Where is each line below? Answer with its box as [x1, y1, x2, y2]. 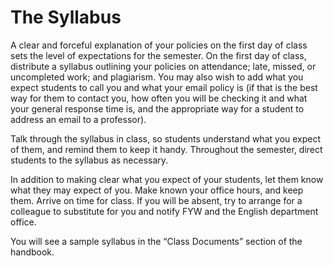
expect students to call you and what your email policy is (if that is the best [10, 81, 318, 93]
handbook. [10, 246, 55, 258]
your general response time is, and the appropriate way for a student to [10, 102, 305, 115]
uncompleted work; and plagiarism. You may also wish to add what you [10, 71, 304, 83]
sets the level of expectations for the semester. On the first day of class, [10, 49, 307, 61]
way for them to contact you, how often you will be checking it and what [10, 92, 308, 104]
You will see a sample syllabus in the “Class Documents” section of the [10, 235, 303, 247]
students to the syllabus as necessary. [10, 154, 169, 166]
